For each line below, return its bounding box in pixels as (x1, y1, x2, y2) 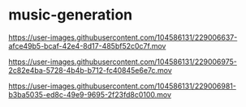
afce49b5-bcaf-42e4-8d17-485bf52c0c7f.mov (8, 41, 166, 50)
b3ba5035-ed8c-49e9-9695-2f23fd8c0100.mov (8, 89, 172, 99)
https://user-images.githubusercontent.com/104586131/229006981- (8, 81, 237, 91)
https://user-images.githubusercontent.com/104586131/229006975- (8, 57, 237, 66)
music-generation (8, 6, 133, 24)
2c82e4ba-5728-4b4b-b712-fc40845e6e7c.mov (8, 65, 172, 75)
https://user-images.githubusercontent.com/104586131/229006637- (8, 32, 238, 42)
